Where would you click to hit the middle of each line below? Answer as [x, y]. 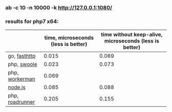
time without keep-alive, [132, 35]
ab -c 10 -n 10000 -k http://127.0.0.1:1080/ [59, 8]
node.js [17, 87]
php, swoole [23, 64]
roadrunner [21, 102]
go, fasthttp [22, 56]
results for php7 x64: [32, 21]
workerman [22, 79]
